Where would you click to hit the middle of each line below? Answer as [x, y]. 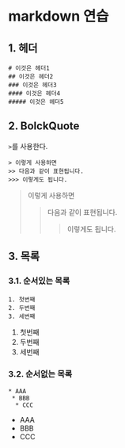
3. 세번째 [22, 316]
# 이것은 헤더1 [29, 68]
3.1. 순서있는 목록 [39, 281]
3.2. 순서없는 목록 [40, 374]
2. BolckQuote [44, 126]
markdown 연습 [59, 16]
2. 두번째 [22, 308]
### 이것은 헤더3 [32, 85]
